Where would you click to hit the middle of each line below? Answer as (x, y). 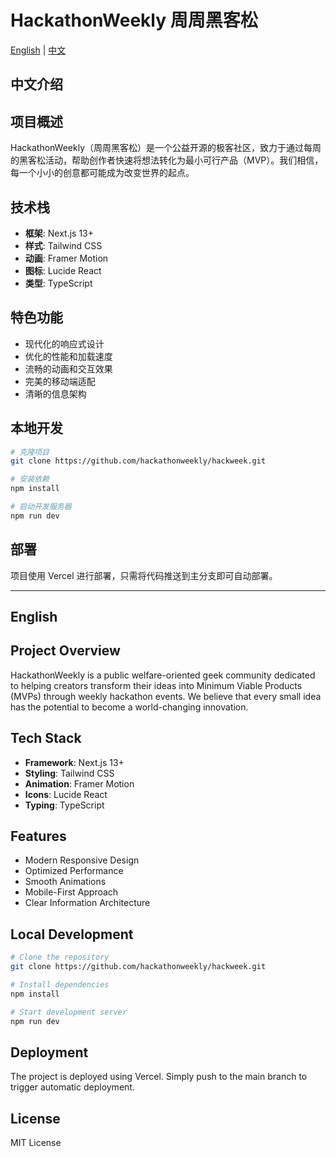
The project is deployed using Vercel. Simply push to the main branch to (159, 1077)
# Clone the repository (60, 957)
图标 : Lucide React (63, 270)
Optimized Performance (74, 871)
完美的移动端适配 (60, 381)
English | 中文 (38, 50)
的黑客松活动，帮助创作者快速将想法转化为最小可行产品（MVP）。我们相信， (167, 160)
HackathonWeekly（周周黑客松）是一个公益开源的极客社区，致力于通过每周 (166, 148)
